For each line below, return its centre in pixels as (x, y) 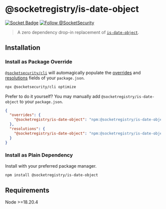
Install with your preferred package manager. (51, 166)
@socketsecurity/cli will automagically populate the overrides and (73, 72)
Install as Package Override (39, 62)
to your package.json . (41, 102)
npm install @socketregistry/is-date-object (52, 175)
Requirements (27, 191)
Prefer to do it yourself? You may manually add (53, 96)
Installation (23, 48)
